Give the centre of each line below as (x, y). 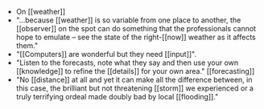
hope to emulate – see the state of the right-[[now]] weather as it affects (136, 37)
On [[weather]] (41, 12)
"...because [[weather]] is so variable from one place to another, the (128, 20)
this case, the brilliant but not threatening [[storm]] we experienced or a (134, 88)
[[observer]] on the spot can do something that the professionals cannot (136, 28)
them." (27, 46)
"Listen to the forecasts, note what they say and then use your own (127, 63)
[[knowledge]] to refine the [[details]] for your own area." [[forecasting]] (135, 71)
